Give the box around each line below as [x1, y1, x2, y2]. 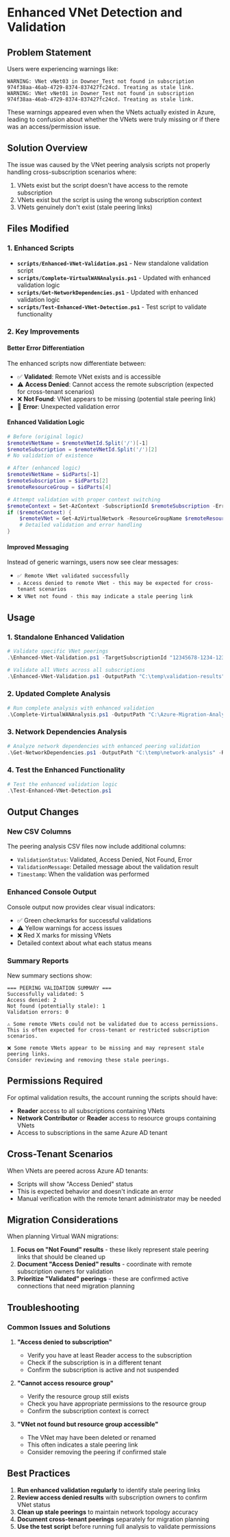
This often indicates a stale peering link [27, 1440, 138, 1449]
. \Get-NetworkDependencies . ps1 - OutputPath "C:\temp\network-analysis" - [7, 749, 222, 756]
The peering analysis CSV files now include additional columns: [7, 842, 186, 851]
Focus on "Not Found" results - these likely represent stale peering [16, 1245, 209, 1254]
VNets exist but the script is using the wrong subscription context [16, 195, 202, 203]
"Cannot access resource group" [16, 1379, 114, 1388]
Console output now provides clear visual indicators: [7, 903, 155, 911]
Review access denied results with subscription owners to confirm [16, 1493, 207, 1501]
